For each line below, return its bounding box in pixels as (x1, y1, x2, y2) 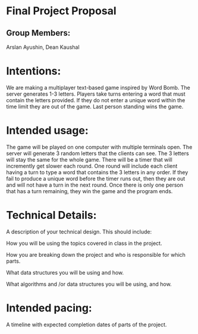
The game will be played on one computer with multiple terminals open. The (6, 143, 193, 150)
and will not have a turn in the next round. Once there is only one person (6, 181, 183, 188)
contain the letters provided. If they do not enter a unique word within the (6, 96, 186, 103)
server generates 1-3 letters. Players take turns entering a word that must (6, 90, 186, 97)
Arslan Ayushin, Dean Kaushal (6, 43, 80, 51)
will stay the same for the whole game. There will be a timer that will (6, 156, 172, 163)
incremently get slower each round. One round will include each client (6, 162, 178, 169)
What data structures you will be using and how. (6, 269, 124, 276)
